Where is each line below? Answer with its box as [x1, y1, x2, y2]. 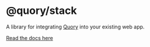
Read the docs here [6, 34, 54, 41]
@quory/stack [6, 4, 77, 17]
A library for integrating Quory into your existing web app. [6, 23, 145, 30]
